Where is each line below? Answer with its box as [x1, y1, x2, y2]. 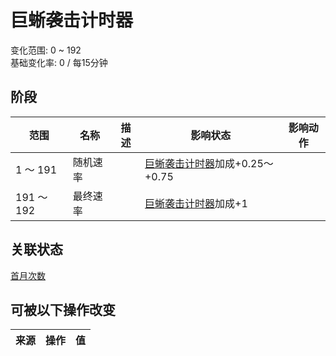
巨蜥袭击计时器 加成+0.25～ [144, 156, 274, 170]
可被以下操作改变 [10, 301, 116, 318]
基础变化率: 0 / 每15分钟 [10, 56, 108, 68]
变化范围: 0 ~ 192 [10, 44, 82, 56]
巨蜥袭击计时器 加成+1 [144, 196, 248, 210]
